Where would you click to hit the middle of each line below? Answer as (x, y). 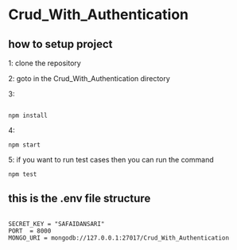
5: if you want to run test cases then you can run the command (111, 160)
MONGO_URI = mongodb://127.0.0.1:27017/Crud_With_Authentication (118, 238)
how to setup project (60, 44)
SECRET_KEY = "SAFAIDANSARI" (56, 224)
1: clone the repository (45, 63)
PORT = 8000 (30, 231)
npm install (28, 115)
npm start (25, 145)
